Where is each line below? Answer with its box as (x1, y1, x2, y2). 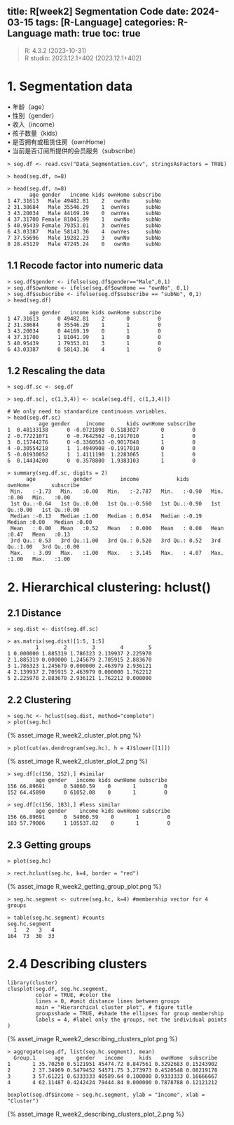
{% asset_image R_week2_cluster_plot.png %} (7, 731, 142, 740)
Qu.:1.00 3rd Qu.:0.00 (7, 544, 80, 551)
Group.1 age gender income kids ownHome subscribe (13, 1054, 218, 1061)
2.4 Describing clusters (7, 956, 147, 972)
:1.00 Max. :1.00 (7, 555, 71, 563)
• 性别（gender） (7, 111, 58, 120)
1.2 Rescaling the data (7, 365, 106, 377)
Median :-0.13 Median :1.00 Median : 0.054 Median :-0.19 (10, 513, 202, 520)
